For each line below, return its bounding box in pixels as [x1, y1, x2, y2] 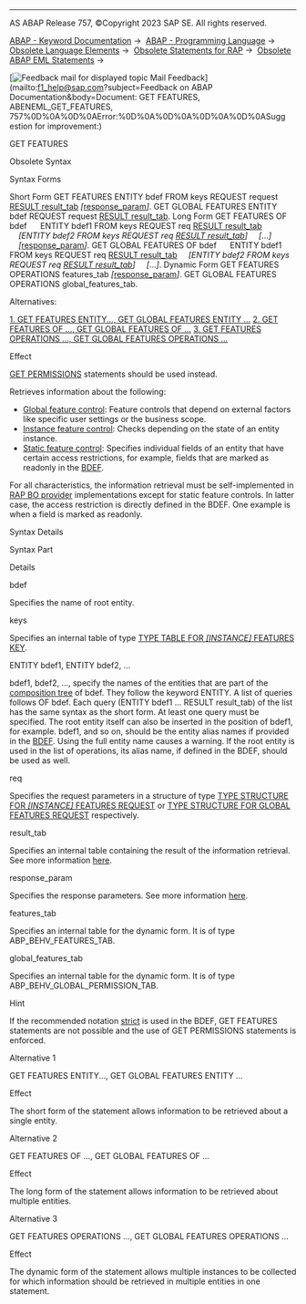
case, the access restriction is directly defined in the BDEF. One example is [9, 499, 291, 510]
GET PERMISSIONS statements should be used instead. [9, 368, 219, 379]
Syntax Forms [9, 174, 62, 184]
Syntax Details [9, 526, 64, 537]
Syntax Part [9, 544, 54, 554]
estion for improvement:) [9, 120, 103, 131]
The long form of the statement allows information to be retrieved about [9, 1186, 279, 1196]
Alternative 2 [9, 1133, 57, 1144]
